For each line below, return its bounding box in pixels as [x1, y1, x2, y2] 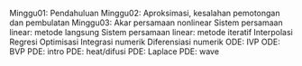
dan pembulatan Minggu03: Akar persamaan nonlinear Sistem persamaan [9, 17, 283, 28]
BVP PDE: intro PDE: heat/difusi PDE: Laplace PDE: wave [9, 46, 219, 57]
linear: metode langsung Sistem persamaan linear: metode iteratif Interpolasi [9, 27, 293, 37]
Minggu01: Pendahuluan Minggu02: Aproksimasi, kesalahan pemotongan [9, 8, 280, 18]
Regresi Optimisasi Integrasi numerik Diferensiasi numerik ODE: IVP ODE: [9, 36, 281, 47]
